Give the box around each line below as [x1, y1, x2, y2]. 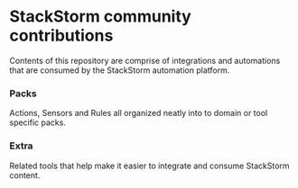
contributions [9, 25, 114, 46]
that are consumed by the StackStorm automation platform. [9, 65, 230, 76]
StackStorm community [9, 6, 191, 27]
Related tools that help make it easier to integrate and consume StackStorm [9, 160, 291, 171]
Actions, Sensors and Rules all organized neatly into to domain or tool [9, 108, 268, 119]
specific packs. [9, 117, 66, 128]
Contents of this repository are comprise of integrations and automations [9, 55, 281, 66]
